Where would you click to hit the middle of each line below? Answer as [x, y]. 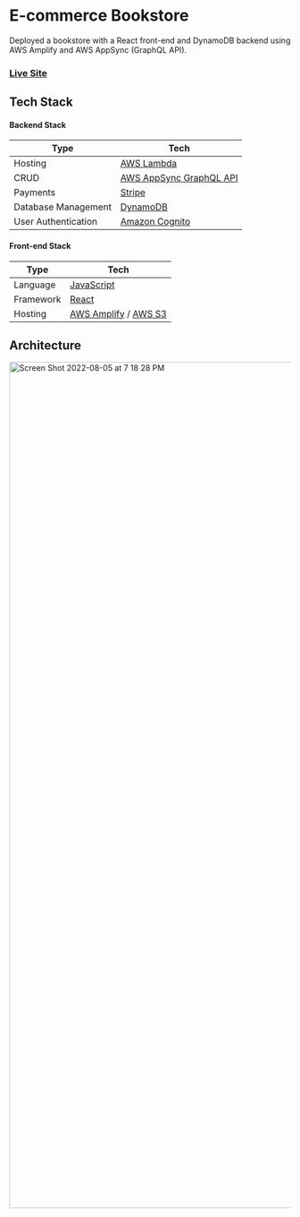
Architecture [46, 346]
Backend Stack [38, 124]
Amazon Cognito [155, 222]
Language [35, 285]
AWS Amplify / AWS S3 [118, 313]
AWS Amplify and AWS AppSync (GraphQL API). [98, 49]
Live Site [28, 73]
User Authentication [56, 222]
